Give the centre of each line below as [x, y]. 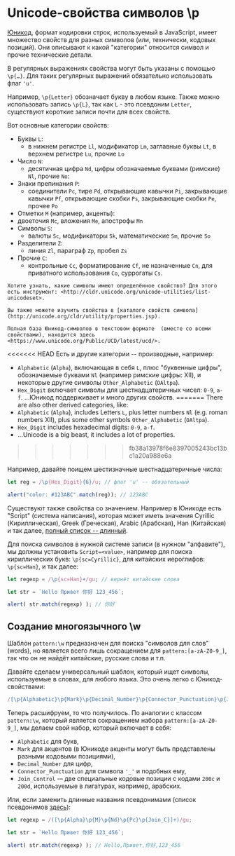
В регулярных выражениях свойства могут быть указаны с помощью [111, 68]
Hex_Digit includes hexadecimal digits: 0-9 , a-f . [86, 427]
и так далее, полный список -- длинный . [67, 530]
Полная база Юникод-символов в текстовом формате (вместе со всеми [109, 328]
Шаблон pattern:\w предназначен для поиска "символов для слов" [108, 644]
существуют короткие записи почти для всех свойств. [89, 111]
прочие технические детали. [50, 55]
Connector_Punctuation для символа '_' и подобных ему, [102, 771]
